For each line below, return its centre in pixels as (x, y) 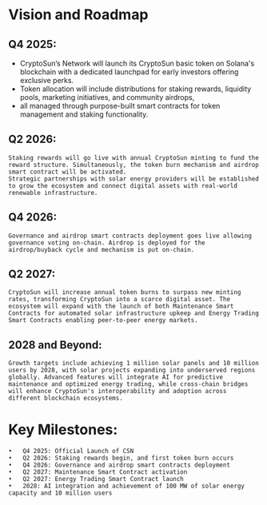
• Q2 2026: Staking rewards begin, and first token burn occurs (121, 458)
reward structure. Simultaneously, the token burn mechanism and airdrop (134, 165)
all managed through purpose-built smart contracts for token (120, 106)
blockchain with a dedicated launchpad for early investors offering (129, 72)
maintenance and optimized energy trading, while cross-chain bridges (128, 384)
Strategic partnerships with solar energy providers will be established (134, 179)
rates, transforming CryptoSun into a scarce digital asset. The (119, 300)
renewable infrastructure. (53, 193)
